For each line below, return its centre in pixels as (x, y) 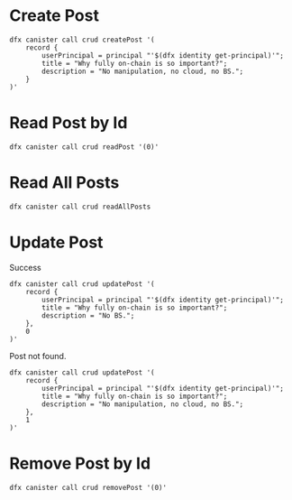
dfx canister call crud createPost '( (82, 40)
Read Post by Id (68, 123)
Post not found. (38, 356)
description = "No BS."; (88, 315)
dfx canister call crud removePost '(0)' (88, 487)
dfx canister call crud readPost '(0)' (84, 147)
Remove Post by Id (80, 463)
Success (26, 267)
